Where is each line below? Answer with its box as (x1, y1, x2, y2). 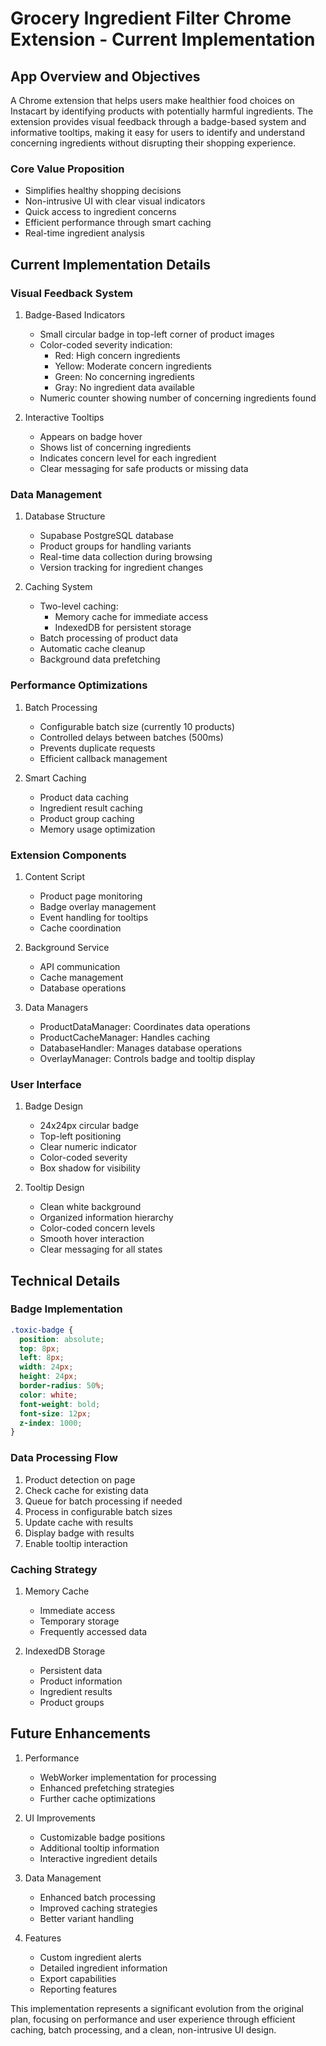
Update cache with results (24, 1516, 134, 1528)
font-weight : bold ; (19, 1399, 101, 1409)
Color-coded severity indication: (39, 338, 173, 351)
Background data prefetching (39, 653, 161, 666)
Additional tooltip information (39, 1842, 160, 1854)
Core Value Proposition (10, 162, 125, 176)
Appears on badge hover (39, 430, 143, 442)
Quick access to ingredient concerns (24, 206, 177, 218)
